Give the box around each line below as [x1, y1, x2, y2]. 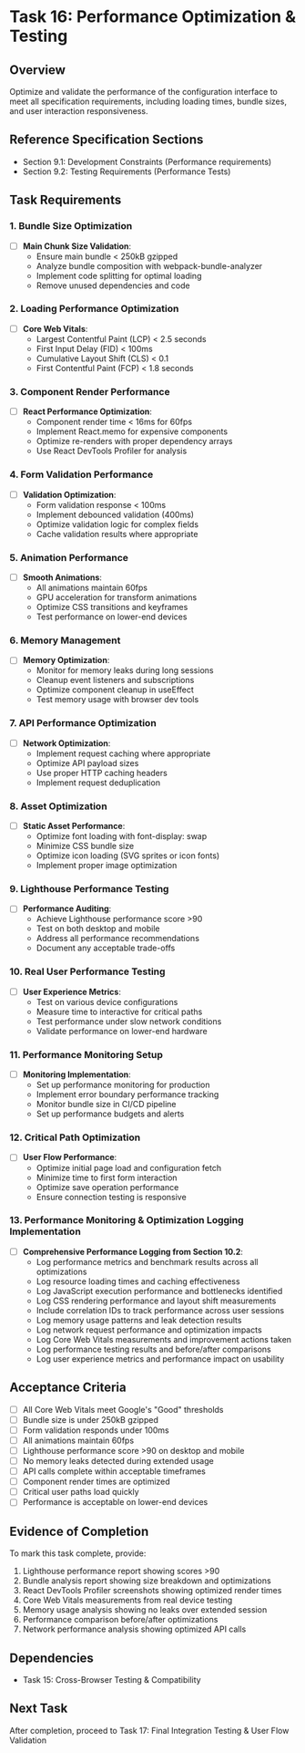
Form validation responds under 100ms [22, 1425, 170, 1436]
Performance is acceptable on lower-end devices [22, 1497, 208, 1508]
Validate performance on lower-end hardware [36, 1025, 208, 1036]
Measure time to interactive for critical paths [36, 1006, 203, 1017]
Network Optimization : [22, 737, 111, 749]
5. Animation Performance [9, 551, 129, 564]
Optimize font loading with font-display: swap [36, 831, 208, 842]
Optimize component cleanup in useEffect [36, 684, 194, 695]
